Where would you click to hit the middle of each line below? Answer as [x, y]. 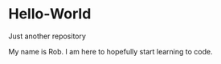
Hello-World [50, 14]
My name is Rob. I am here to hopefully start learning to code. [110, 51]
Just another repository [47, 36]
